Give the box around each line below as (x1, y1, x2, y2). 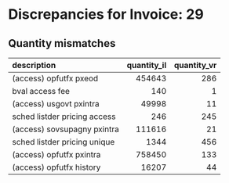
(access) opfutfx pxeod (12, 73, 99, 84)
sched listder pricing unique (12, 137, 115, 147)
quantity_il (126, 60, 167, 70)
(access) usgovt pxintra (12, 99, 100, 109)
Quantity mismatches (8, 37, 116, 50)
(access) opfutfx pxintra (12, 149, 101, 160)
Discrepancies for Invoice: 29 (8, 5, 204, 23)
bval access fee (12, 86, 71, 96)
